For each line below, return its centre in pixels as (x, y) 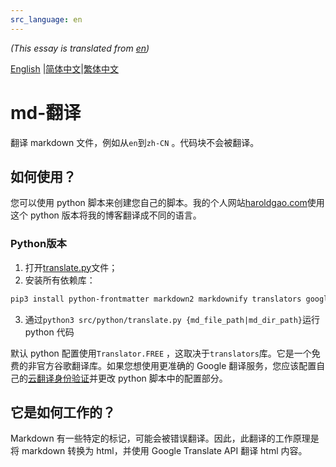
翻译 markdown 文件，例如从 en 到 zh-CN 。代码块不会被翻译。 (135, 142)
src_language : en (46, 19)
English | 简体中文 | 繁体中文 (64, 68)
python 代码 (49, 332)
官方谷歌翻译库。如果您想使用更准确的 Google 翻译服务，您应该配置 (176, 365)
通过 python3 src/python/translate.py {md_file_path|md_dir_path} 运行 (172, 319)
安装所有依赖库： (60, 280)
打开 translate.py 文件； (71, 267)
